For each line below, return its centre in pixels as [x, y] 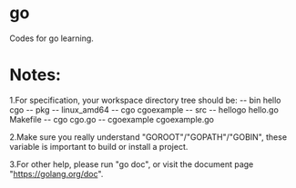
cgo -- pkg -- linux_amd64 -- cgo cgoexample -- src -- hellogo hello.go [144, 109]
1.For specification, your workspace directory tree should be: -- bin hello [145, 100]
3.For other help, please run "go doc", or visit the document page [132, 164]
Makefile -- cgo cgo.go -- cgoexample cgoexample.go [112, 119]
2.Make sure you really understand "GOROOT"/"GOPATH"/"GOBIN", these [148, 137]
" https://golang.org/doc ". [56, 173]
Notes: [36, 75]
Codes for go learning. [51, 38]
